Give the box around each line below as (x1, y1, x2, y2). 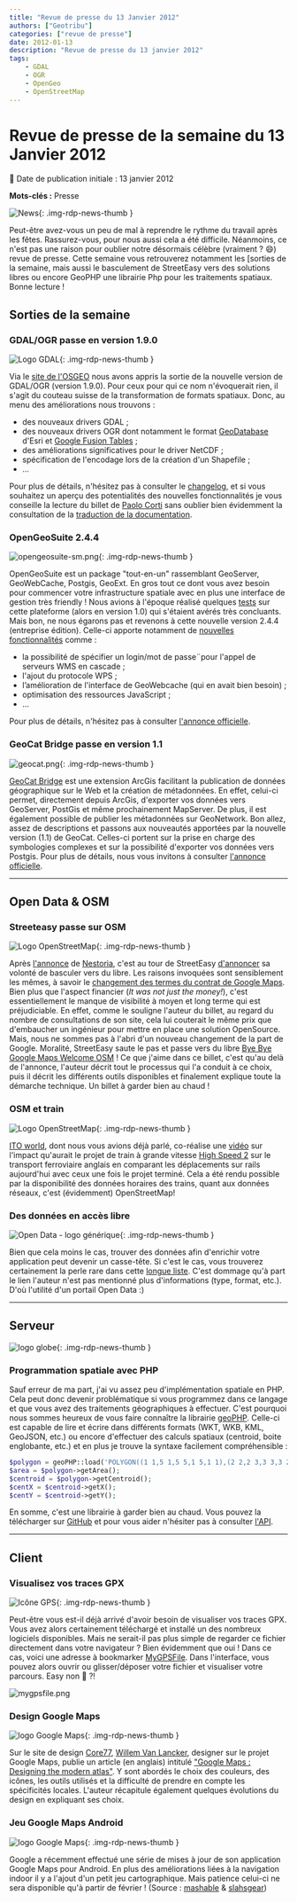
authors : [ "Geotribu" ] (9, 21, 93, 30)
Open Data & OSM (9, 895, 110, 910)
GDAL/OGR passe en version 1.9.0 (9, 333, 158, 346)
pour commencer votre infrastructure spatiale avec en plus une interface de (9, 587, 286, 599)
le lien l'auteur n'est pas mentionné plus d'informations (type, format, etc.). (9, 1275, 282, 1286)
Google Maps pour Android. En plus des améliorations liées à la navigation (9, 1863, 280, 1874)
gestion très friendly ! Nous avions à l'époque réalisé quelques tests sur (9, 597, 270, 607)
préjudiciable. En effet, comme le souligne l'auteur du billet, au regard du (9, 1006, 274, 1016)
